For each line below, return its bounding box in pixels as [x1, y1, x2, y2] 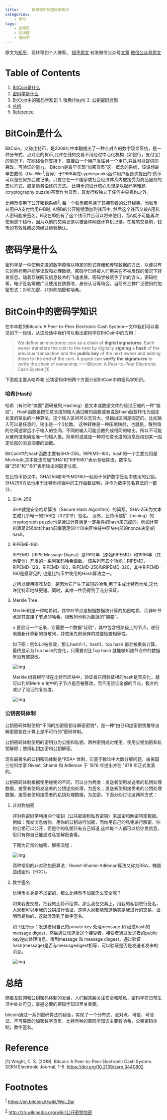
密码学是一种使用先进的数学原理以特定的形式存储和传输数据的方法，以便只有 [5, 262, 162, 268]
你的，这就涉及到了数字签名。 [25, 913, 87, 919]
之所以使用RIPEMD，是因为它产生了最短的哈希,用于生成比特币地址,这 [12, 581, 154, 587]
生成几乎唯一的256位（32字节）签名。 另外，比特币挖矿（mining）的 [12, 513, 154, 519]
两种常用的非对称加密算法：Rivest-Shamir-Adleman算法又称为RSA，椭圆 [12, 862, 162, 868]
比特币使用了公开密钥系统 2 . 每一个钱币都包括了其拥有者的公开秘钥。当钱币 [5, 199, 158, 206]
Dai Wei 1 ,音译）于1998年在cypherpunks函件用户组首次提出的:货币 [26, 169, 162, 176]
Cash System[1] [17, 366, 50, 372]
